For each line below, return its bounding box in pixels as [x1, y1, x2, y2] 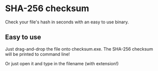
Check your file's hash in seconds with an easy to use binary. [5, 19, 129, 25]
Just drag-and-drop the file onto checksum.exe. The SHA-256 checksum [5, 46, 153, 52]
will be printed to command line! [5, 51, 70, 57]
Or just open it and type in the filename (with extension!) [5, 60, 119, 66]
